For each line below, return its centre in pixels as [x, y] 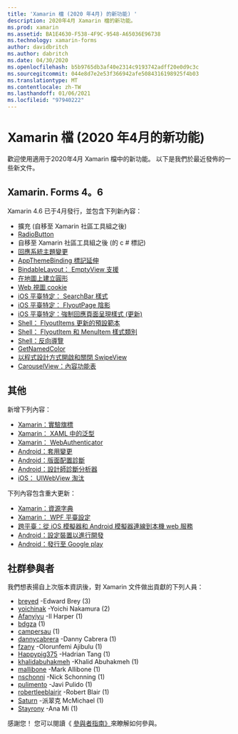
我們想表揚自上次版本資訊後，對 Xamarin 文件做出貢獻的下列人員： [105, 587]
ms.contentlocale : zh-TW [44, 87]
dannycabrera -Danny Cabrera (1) [67, 639]
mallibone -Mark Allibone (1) [59, 669]
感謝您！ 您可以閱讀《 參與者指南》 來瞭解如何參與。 [84, 723]
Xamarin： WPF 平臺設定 [54, 517]
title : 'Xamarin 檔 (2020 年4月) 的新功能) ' [72, 14]
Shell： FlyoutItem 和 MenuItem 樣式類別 [77, 332]
